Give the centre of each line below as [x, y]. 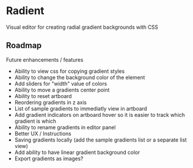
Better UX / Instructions [43, 133]
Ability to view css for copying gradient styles [69, 71]
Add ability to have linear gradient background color [77, 152]
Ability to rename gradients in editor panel [65, 127]
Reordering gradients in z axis [50, 102]
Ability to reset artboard [43, 96]
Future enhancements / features [45, 59]
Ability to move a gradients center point [62, 90]
